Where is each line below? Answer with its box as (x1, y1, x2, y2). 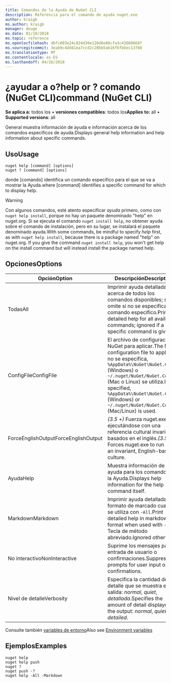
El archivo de (107, 336, 138, 343)
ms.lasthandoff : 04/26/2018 (5, 60, 65, 65)
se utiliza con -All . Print (107, 508, 164, 515)
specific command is (107, 328, 157, 335)
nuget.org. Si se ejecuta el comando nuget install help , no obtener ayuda (5, 218, 163, 224)
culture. (107, 454, 126, 461)
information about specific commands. (5, 135, 87, 141)
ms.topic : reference (5, 36, 49, 41)
